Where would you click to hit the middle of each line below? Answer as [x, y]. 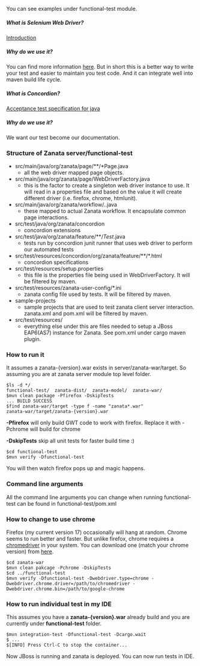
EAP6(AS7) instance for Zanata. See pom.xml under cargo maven [105, 333]
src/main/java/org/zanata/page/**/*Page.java [71, 166]
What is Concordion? [33, 93]
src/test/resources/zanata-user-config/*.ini [68, 288]
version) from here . [30, 551]
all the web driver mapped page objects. [74, 173]
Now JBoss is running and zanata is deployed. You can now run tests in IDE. [100, 656]
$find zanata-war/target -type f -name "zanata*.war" [75, 406]
